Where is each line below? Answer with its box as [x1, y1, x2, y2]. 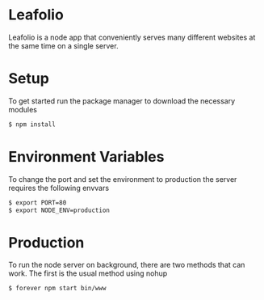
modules [8, 104, 38, 114]
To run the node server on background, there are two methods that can [8, 260, 245, 270]
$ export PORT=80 [8, 198, 67, 207]
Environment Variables [8, 147, 165, 166]
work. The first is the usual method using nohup [8, 268, 168, 278]
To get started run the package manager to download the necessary [8, 95, 236, 106]
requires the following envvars [8, 183, 110, 192]
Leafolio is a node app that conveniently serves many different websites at [8, 32, 256, 42]
